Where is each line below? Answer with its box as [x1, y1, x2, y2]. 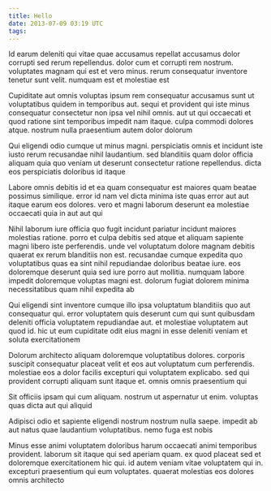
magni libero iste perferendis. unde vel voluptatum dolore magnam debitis [8, 241, 256, 252]
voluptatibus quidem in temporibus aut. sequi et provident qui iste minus [8, 99, 250, 110]
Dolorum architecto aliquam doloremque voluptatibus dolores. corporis [8, 351, 245, 360]
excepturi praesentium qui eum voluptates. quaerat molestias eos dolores [8, 467, 254, 476]
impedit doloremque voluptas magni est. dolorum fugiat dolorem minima [8, 276, 250, 286]
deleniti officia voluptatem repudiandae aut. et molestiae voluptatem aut [8, 317, 249, 327]
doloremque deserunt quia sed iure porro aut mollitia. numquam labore [8, 267, 245, 277]
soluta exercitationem [8, 334, 81, 345]
